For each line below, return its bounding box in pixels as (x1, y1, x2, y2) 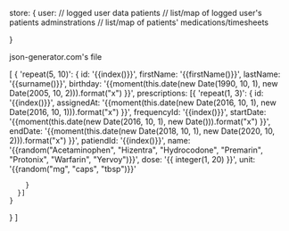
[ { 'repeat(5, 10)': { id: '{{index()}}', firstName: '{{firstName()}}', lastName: (9, 69, 281, 79)
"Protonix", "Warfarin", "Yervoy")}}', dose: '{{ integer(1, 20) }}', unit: (9, 154, 256, 164)
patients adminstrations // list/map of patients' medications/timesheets (9, 17, 269, 28)
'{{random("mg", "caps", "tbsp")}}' (9, 164, 136, 174)
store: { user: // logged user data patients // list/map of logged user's (9, 8, 262, 18)
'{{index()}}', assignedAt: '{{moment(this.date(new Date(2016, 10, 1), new (9, 97, 277, 108)
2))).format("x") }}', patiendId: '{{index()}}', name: (9, 136, 191, 145)
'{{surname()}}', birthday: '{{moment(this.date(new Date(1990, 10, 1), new (9, 78, 278, 88)
